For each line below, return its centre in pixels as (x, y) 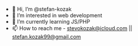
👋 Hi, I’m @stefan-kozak (42, 9)
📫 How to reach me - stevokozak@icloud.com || (72, 28)
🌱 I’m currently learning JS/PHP (51, 22)
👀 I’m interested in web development (57, 15)
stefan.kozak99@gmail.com (46, 37)
